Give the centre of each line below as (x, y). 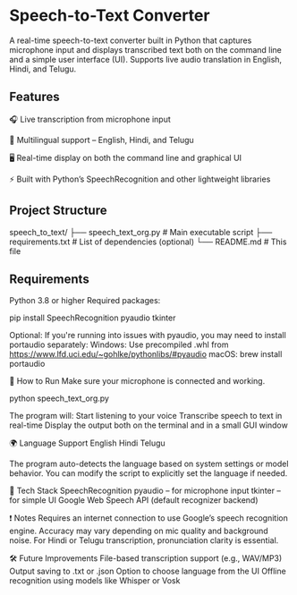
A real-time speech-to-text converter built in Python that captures (131, 40)
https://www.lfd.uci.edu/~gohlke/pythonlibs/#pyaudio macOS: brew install (146, 354)
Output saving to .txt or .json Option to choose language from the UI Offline (148, 571)
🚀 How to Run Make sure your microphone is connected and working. (137, 381)
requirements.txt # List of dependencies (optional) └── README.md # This (148, 242)
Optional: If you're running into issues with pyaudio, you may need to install (148, 336)
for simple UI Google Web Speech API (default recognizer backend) (134, 500)
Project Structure (58, 211)
